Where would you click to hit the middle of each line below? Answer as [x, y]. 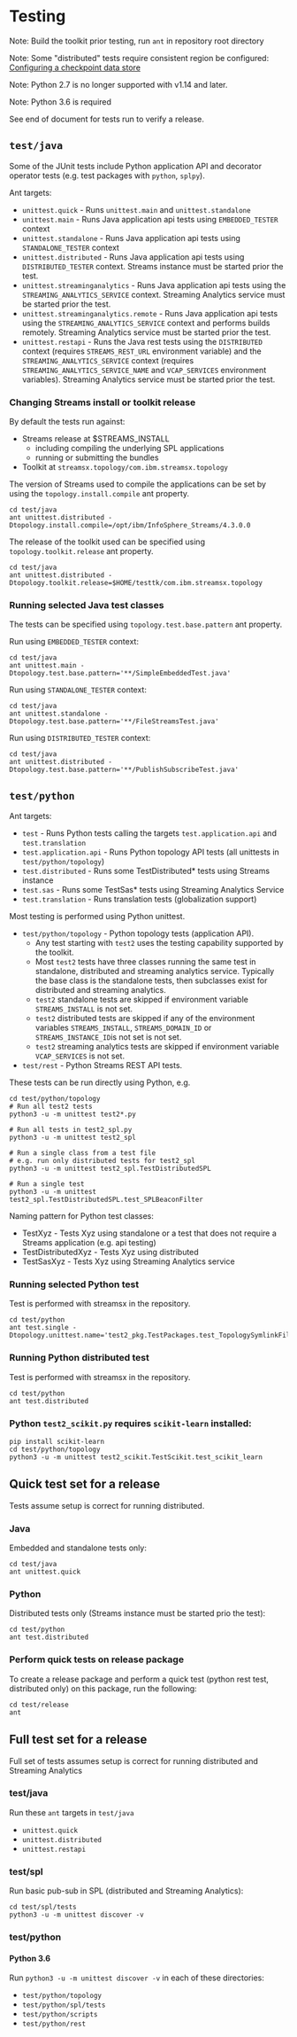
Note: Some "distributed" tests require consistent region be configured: [139, 58]
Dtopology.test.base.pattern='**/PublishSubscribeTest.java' [124, 770]
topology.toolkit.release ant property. [81, 551]
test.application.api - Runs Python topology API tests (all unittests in [151, 852]
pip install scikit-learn [57, 1442]
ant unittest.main [43, 666]
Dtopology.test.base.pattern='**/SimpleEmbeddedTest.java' [120, 674]
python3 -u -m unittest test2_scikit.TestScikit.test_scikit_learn [136, 1457]
